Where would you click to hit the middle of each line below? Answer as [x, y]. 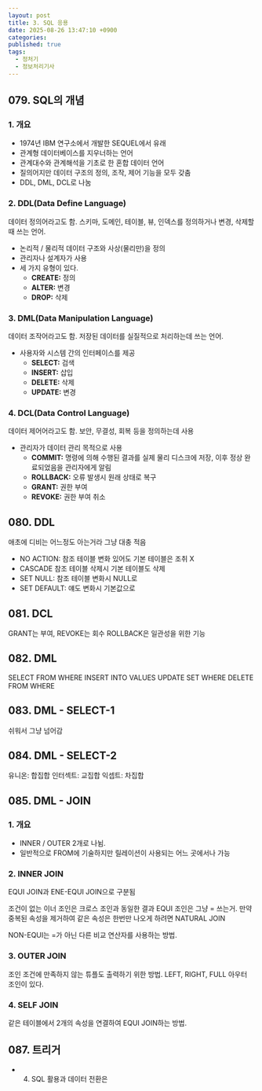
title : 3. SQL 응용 [38, 23]
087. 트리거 [35, 1050]
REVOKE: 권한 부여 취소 [68, 497]
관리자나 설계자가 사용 [53, 258]
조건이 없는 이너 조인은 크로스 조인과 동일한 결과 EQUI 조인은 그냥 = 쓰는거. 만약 [130, 909]
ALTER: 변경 [51, 287]
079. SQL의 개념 [46, 100]
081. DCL [31, 613]
